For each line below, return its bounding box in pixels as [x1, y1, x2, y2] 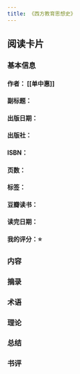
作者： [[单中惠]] [7, 79, 55, 87]
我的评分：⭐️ [7, 235, 42, 243]
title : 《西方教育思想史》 [7, 10, 77, 17]
